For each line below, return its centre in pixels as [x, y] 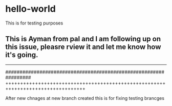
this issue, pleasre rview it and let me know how [83, 47]
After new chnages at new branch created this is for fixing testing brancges [85, 98]
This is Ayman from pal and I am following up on [83, 39]
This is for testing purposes [34, 23]
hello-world [31, 9]
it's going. [22, 55]
